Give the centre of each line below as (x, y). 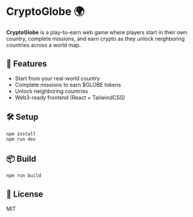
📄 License (25, 195)
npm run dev (21, 139)
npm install (21, 134)
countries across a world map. (44, 45)
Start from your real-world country (57, 78)
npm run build (24, 176)
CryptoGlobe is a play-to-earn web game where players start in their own (97, 32)
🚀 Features (27, 64)
